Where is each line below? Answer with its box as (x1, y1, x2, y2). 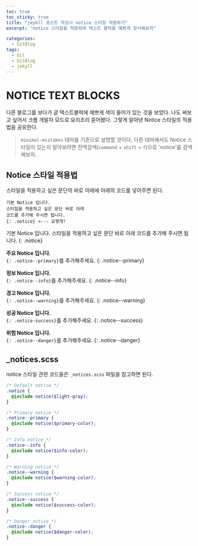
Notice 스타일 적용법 (6, 170, 78, 180)
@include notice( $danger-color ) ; (11, 529, 94, 535)
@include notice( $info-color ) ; (11, 447, 89, 454)
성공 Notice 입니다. (6, 310, 51, 317)
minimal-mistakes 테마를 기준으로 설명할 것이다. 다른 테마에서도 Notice (20, 136, 186, 144)
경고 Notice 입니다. (6, 290, 51, 297)
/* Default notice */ (6, 382, 60, 389)
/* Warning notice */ (6, 464, 60, 470)
